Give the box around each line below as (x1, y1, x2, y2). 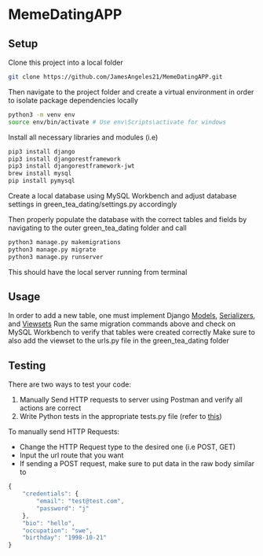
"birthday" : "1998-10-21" (22, 534, 108, 542)
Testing (8, 358, 46, 372)
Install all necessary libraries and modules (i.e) (8, 132, 159, 142)
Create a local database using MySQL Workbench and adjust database (8, 191, 237, 200)
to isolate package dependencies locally (8, 95, 139, 105)
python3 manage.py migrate (8, 246, 97, 254)
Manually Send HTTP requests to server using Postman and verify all (19, 395, 243, 405)
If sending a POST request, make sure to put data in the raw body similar (19, 459, 255, 469)
